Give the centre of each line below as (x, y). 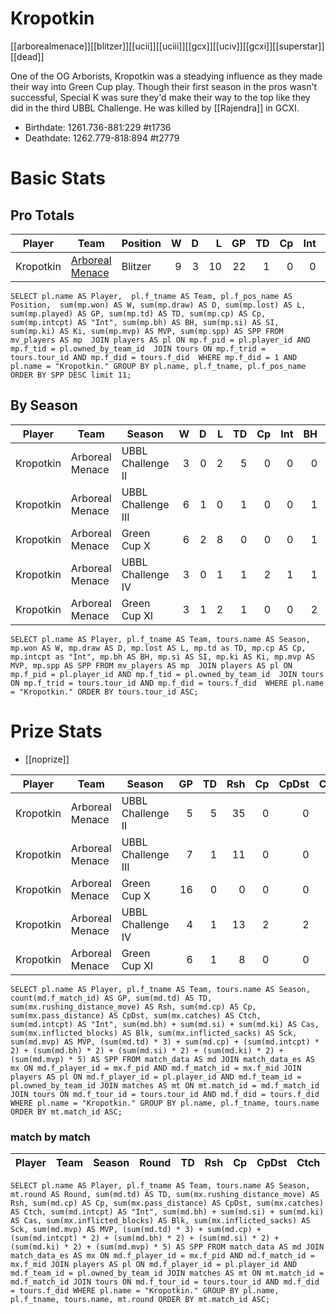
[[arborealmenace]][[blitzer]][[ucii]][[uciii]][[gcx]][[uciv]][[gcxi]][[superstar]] (167, 46)
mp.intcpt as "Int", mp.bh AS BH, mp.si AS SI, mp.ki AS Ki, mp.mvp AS (162, 657)
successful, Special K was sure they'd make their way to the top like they (160, 97)
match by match (50, 1137)
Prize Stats (56, 731)
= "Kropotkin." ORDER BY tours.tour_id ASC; (104, 692)
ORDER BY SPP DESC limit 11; (71, 375)
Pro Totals (42, 215)
